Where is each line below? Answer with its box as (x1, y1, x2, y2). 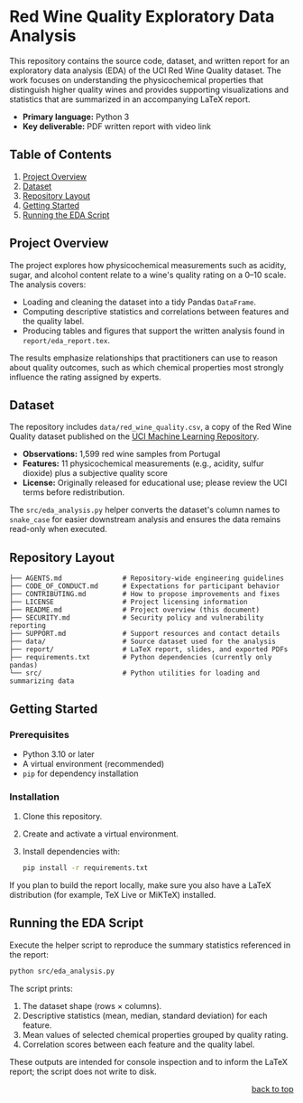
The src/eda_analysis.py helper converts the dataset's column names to (9, 504, 280, 516)
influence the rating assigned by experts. (9, 371, 162, 382)
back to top (251, 1083, 294, 1094)
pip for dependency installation (22, 768, 139, 779)
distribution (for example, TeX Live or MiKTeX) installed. (9, 890, 216, 901)
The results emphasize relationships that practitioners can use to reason (9, 352, 278, 363)
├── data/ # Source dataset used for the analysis (9, 637, 277, 647)
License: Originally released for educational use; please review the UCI (22, 477, 288, 489)
